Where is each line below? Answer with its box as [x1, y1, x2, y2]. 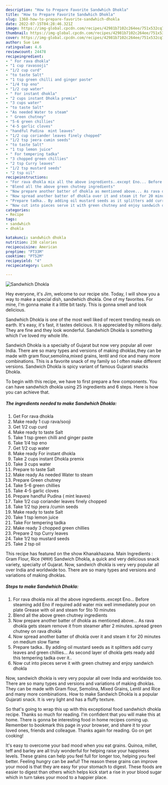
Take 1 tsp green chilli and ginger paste [12, 434, 94, 441]
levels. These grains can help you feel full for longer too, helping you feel [5, 753, 156, 759]
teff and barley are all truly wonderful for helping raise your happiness [5, 747, 150, 753]
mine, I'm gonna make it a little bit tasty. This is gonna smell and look [5, 301, 147, 307]
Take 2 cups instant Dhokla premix [12, 456, 84, 462]
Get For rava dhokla [12, 413, 54, 419]
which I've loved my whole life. [5, 332, 69, 338]
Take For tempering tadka [12, 519, 66, 526]
